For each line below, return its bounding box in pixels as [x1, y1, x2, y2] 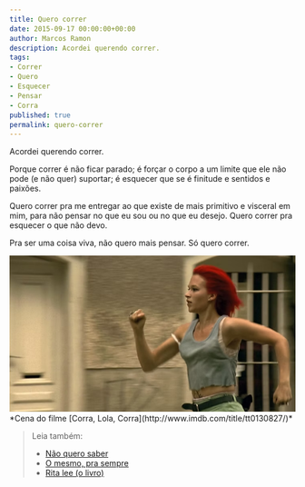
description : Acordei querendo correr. [9, 44, 161, 53]
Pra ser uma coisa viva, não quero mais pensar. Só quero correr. [9, 237, 250, 249]
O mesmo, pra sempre [44, 457, 129, 468]
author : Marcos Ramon [9, 34, 92, 43]
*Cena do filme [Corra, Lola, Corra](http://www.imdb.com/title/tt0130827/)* [9, 412, 293, 423]
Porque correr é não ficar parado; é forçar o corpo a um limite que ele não [9, 164, 287, 174]
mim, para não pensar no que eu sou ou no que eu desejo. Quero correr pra [9, 210, 293, 222]
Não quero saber [44, 448, 109, 459]
